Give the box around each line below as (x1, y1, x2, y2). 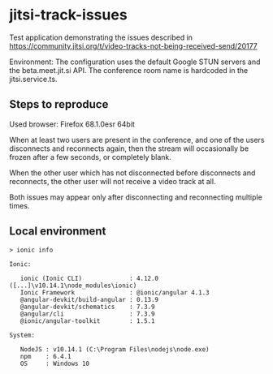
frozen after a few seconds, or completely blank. (9, 152, 171, 161)
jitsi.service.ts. (9, 74, 58, 84)
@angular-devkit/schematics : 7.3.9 (19, 303, 155, 311)
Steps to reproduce (9, 97, 109, 111)
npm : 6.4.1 (19, 352, 71, 360)
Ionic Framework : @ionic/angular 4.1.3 (19, 288, 210, 297)
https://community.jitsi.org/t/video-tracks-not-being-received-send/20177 (9, 41, 258, 50)
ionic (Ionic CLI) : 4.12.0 (19, 274, 159, 282)
